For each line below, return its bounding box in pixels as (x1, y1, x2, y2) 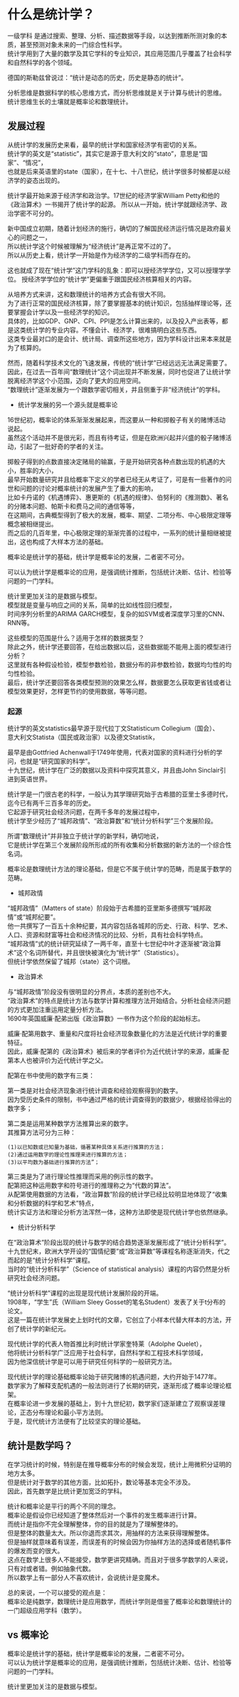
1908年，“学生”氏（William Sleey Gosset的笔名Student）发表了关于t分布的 (7, 1297, 226, 1307)
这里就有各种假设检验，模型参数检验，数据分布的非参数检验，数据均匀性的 (7, 660, 225, 669)
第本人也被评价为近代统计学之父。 (7, 1056, 107, 1065)
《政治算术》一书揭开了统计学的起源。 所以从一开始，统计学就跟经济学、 (7, 200, 221, 209)
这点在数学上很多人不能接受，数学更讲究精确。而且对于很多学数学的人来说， (7, 1555, 232, 1564)
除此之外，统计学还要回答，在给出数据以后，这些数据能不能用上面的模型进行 (7, 642, 232, 651)
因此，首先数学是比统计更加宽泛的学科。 (7, 1486, 126, 1495)
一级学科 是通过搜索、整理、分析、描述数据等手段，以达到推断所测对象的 (7, 31, 221, 40)
